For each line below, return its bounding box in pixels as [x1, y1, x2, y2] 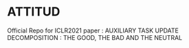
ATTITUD [7, 4, 60, 20]
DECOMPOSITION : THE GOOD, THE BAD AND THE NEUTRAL [7, 33, 183, 41]
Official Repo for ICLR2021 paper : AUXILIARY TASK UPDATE [7, 26, 179, 34]
